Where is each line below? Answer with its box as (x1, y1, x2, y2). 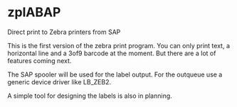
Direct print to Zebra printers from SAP (7, 28, 121, 36)
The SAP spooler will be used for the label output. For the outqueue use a (7, 70, 223, 79)
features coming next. (7, 56, 72, 64)
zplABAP (7, 4, 61, 21)
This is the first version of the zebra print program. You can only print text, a (7, 41, 230, 50)
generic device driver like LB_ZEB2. (7, 77, 112, 86)
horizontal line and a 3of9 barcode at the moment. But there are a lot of (7, 49, 216, 57)
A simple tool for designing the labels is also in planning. (7, 91, 172, 100)
